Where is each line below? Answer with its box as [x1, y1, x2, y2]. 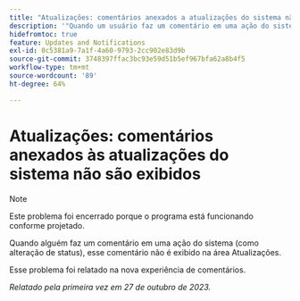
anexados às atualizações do [9, 145, 229, 165]
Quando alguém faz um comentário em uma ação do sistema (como [9, 238, 259, 248]
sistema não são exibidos [9, 163, 201, 184]
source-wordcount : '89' [9, 71, 98, 80]
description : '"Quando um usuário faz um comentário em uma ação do [9, 21, 270, 30]
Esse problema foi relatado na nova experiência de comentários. [9, 264, 246, 275]
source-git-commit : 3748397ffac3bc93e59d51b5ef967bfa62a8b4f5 [9, 54, 246, 63]
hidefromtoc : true [9, 29, 78, 38]
